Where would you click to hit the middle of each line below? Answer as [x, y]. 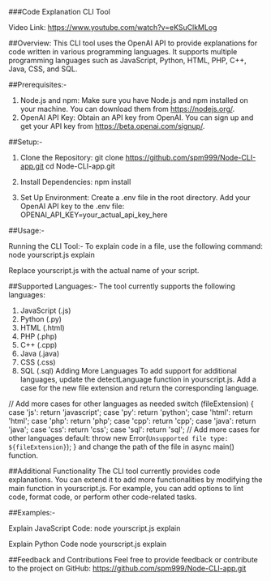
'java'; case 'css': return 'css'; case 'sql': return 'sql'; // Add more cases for [134, 429]
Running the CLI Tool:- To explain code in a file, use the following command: [136, 246]
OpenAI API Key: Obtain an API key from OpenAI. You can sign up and [137, 117]
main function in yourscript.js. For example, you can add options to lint [126, 488]
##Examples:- [32, 513]
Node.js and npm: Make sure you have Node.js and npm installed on [134, 100]
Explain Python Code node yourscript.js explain [88, 544]
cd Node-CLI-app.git [80, 166]
